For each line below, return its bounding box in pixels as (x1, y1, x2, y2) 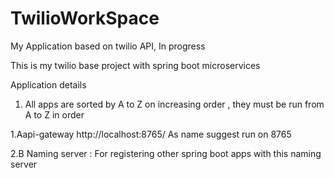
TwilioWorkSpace (10, 7, 160, 30)
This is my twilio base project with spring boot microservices (10, 59, 261, 71)
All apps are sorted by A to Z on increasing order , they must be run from (24, 98, 325, 110)
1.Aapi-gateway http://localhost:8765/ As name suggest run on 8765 (10, 128, 292, 140)
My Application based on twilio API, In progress (10, 40, 206, 52)
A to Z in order (24, 108, 85, 121)
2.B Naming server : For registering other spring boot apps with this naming (10, 147, 322, 159)
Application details (10, 78, 87, 91)
